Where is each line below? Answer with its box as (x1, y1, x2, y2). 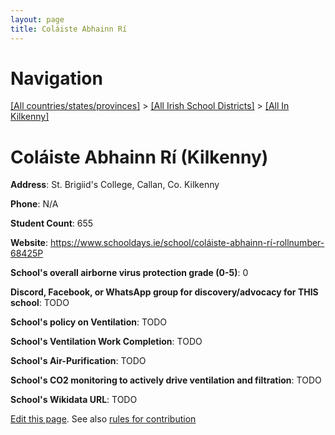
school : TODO (10, 297, 70, 309)
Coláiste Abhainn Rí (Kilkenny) (10, 146, 269, 168)
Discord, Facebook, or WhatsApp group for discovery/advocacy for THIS (10, 286, 319, 298)
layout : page (10, 14, 65, 25)
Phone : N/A (10, 198, 59, 210)
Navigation (10, 67, 103, 90)
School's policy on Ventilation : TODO (10, 316, 168, 328)
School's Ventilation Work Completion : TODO (10, 336, 203, 348)
